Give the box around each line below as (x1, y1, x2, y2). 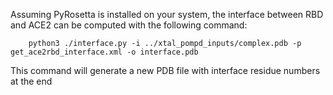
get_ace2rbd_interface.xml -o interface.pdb (10, 47, 199, 57)
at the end (10, 75, 53, 87)
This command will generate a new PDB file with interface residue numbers (10, 65, 321, 76)
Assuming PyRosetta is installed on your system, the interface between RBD (10, 9, 324, 20)
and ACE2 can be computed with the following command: (10, 19, 248, 31)
